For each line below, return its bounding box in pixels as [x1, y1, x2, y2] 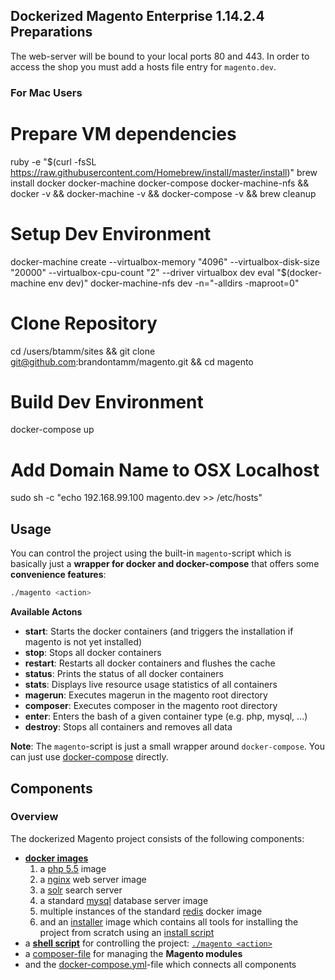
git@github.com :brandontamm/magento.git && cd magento [10, 355, 254, 368]
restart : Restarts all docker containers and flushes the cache [24, 657, 276, 669]
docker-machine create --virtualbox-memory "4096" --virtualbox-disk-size [10, 255, 320, 268]
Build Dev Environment [10, 390, 204, 413]
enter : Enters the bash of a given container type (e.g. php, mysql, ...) [24, 710, 308, 723]
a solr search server [39, 884, 123, 896]
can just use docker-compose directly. [10, 751, 169, 763]
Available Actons [10, 606, 83, 618]
